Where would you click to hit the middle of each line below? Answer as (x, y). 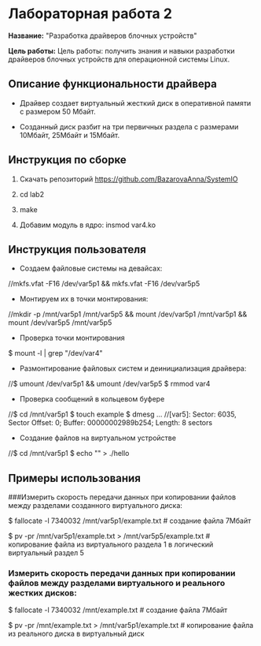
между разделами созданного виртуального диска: (96, 506)
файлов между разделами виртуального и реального (117, 583)
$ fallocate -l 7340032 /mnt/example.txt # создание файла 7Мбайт (118, 610)
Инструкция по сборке (68, 160)
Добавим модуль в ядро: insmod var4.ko (87, 225)
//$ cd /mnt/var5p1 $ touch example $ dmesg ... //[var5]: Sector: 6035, (123, 414)
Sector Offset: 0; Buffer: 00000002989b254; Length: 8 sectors (110, 423)
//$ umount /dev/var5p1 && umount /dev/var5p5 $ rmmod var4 (109, 384)
